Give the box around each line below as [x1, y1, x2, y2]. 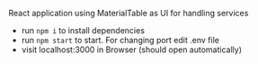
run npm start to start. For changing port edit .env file [21, 35, 219, 45]
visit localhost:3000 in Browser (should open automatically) [21, 44, 243, 55]
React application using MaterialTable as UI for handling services [8, 8, 249, 18]
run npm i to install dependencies [21, 25, 146, 35]
